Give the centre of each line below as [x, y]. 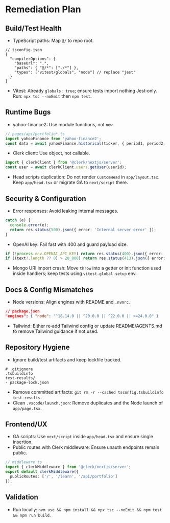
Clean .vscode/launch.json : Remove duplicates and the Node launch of [88, 403]
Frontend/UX [26, 425]
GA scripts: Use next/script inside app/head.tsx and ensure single [83, 437]
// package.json [22, 311]
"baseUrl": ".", [32, 63]
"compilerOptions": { [33, 59]
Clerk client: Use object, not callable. [51, 153]
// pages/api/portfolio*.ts [35, 134]
